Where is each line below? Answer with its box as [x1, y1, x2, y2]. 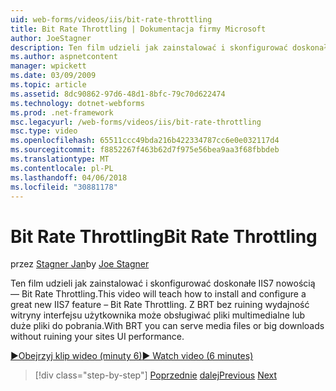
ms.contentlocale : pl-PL [10, 163, 114, 173]
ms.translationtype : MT [10, 154, 110, 164]
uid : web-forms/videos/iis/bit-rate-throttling [10, 14, 213, 25]
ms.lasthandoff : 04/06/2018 [10, 172, 128, 183]
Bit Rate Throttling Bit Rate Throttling [10, 225, 318, 248]
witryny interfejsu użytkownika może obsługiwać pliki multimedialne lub [10, 309, 306, 321]
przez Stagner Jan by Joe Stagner [10, 258, 150, 270]
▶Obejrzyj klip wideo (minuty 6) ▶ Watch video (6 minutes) [10, 350, 254, 362]
